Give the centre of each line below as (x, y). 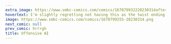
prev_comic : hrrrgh (26, 29)
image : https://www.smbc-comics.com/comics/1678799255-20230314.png (79, 19)
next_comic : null (24, 24)
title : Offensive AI (27, 33)
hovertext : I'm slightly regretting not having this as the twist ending (85, 15)
